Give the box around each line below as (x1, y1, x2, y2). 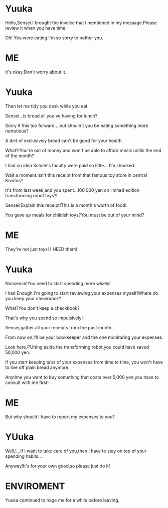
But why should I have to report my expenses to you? (5, 414, 115, 420)
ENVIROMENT (5, 480, 65, 492)
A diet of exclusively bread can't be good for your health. (5, 138, 123, 144)
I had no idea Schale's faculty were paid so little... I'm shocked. (5, 162, 135, 168)
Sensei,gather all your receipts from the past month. (5, 324, 113, 330)
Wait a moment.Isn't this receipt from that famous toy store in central (5, 172, 147, 178)
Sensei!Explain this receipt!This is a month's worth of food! (5, 202, 127, 208)
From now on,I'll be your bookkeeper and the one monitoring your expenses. (5, 334, 163, 340)
